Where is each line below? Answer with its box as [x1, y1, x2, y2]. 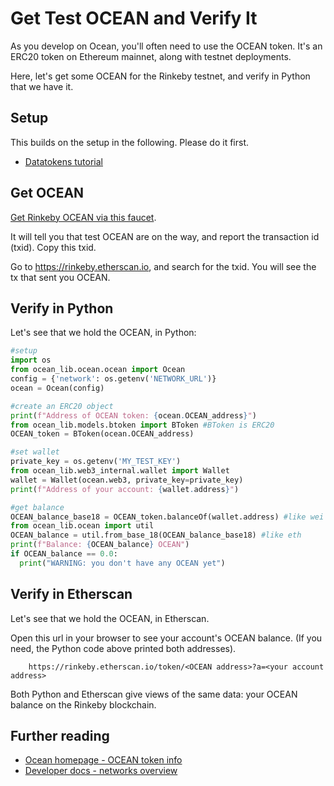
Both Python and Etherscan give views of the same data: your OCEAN [10, 688, 298, 700]
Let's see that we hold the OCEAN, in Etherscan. [10, 612, 210, 624]
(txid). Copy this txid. [10, 241, 97, 253]
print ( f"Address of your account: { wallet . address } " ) [10, 484, 240, 494]
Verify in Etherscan [10, 586, 133, 603]
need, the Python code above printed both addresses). [10, 642, 237, 654]
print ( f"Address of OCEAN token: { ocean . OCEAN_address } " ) [10, 410, 257, 421]
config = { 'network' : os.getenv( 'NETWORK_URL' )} [10, 374, 217, 384]
